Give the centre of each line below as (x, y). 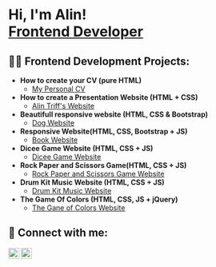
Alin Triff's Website (63, 106)
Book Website (55, 140)
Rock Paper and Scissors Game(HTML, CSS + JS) (103, 165)
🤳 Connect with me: (58, 233)
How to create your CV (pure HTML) (81, 80)
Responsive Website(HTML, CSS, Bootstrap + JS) (104, 131)
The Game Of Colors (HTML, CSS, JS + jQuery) (99, 199)
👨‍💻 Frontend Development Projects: (99, 61)
